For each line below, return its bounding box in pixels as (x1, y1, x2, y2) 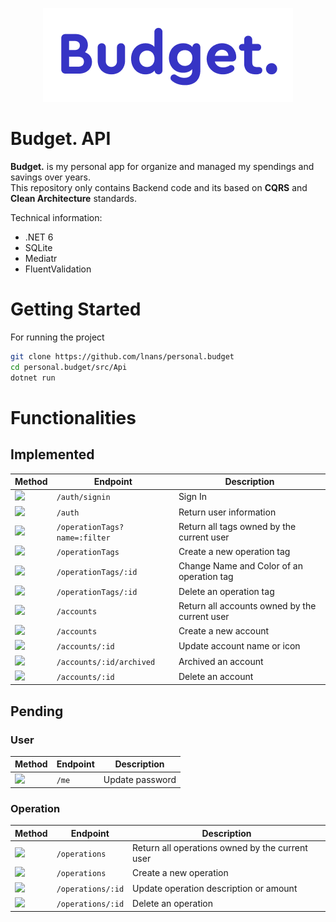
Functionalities (10, 406, 137, 429)
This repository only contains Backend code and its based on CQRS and (10, 181, 308, 193)
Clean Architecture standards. (10, 192, 138, 204)
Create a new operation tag (178, 546, 291, 557)
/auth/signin (56, 493, 111, 503)
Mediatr (24, 252, 58, 264)
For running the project (10, 331, 105, 343)
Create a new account (178, 625, 270, 637)
